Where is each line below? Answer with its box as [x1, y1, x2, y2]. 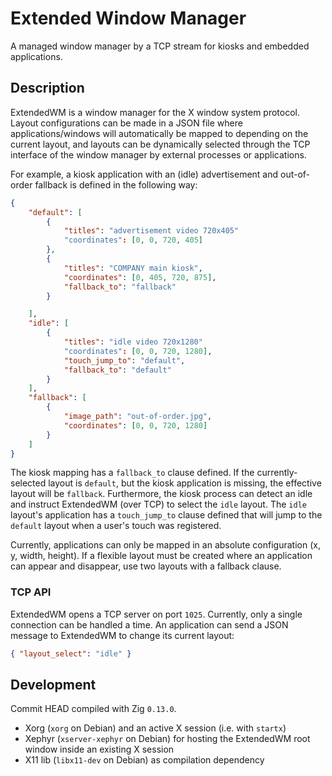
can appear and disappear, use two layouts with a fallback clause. [10, 560, 282, 572]
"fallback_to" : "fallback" [63, 282, 177, 292]
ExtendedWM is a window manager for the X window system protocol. [10, 106, 301, 118]
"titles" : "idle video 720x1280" [63, 337, 203, 347]
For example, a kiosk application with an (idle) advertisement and [10, 168, 279, 180]
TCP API [10, 585, 52, 599]
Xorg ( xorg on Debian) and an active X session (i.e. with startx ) [24, 722, 287, 734]
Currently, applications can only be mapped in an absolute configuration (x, [10, 539, 321, 551]
